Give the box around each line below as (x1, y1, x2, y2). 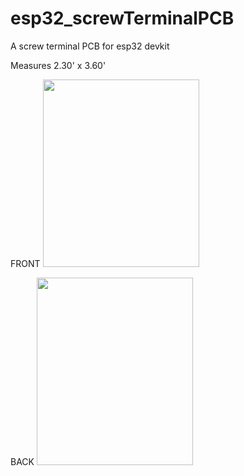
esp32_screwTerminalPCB (10, 7, 235, 30)
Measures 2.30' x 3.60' (10, 59, 107, 71)
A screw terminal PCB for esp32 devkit (10, 40, 170, 52)
